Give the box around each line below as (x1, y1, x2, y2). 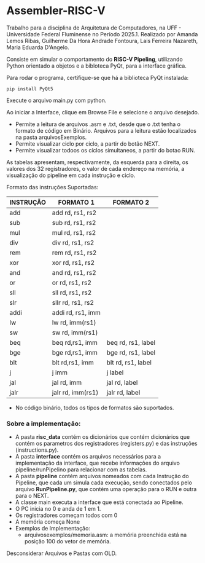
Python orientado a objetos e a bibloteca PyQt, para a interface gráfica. (6, 62, 187, 69)
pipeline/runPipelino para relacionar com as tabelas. (15, 466, 147, 473)
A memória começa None (15, 518, 80, 526)
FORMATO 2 (112, 198, 149, 207)
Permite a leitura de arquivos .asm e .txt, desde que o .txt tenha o (15, 120, 181, 128)
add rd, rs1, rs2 (52, 208, 97, 217)
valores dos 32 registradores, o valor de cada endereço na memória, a (6, 165, 185, 172)
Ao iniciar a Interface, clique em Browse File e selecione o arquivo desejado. (6, 108, 199, 116)
